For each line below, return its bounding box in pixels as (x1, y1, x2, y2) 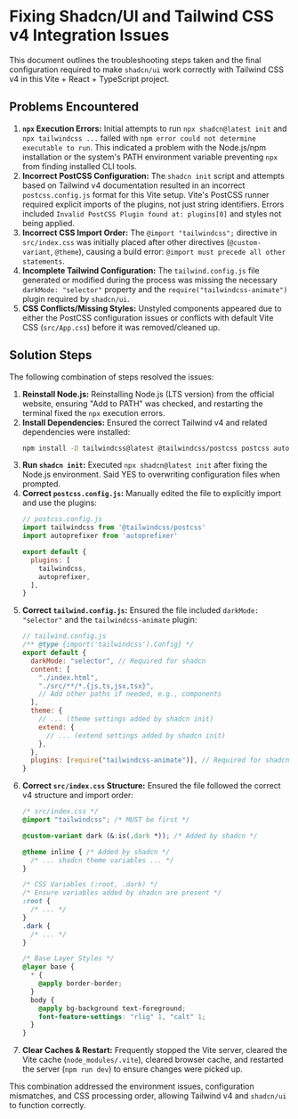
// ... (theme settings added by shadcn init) (38, 715, 214, 723)
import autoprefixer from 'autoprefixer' (21, 532, 179, 541)
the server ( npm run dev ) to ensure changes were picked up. (21, 1064, 243, 1074)
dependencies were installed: (21, 426, 131, 437)
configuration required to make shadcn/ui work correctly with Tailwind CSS (9, 64, 285, 75)
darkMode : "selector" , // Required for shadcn (30, 657, 206, 666)
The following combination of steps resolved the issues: (9, 372, 214, 382)
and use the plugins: (21, 497, 98, 509)
